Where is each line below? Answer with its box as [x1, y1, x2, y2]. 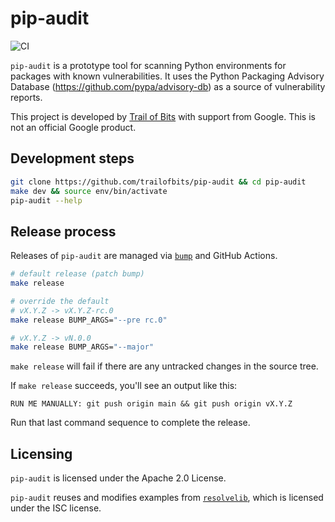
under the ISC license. [10, 502, 102, 514]
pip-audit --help [10, 195, 83, 206]
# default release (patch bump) [10, 269, 145, 279]
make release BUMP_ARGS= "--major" [10, 342, 155, 352]
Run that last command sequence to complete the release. [10, 417, 251, 429]
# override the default [10, 296, 110, 306]
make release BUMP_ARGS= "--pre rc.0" [10, 315, 168, 325]
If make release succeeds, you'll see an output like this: [10, 380, 238, 392]
